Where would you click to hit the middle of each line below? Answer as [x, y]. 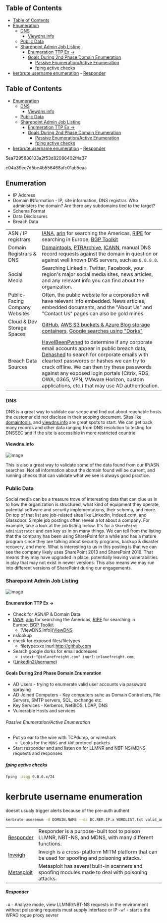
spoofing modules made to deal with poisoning [93, 872]
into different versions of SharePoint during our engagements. [69, 568]
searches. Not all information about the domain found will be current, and [80, 470]
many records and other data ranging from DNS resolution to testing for [79, 427]
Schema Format [29, 211]
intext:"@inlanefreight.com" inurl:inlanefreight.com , [78, 656]
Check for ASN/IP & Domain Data [47, 614]
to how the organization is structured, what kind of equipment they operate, [83, 504]
